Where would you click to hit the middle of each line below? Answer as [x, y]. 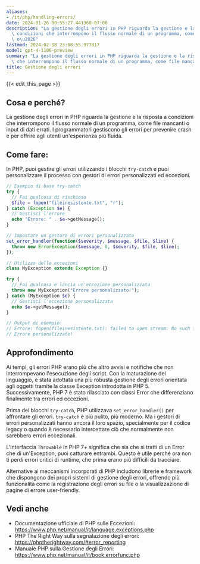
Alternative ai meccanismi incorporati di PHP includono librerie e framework [99, 471]
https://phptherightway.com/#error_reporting [70, 542]
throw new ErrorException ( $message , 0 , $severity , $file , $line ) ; [96, 247]
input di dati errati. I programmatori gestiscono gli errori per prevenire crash [99, 130]
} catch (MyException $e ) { [41, 296]
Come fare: [27, 154]
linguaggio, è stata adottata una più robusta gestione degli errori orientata [97, 380]
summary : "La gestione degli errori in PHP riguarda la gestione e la [96, 56]
